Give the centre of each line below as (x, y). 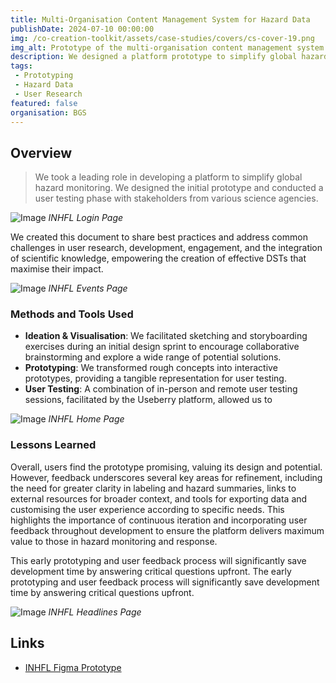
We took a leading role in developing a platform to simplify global (168, 177)
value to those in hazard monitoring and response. (114, 541)
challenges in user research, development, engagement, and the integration (166, 248)
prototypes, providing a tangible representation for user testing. (155, 378)
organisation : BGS (48, 112)
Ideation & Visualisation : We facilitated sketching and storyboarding (166, 336)
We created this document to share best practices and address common (159, 237)
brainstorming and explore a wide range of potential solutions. (153, 357)
